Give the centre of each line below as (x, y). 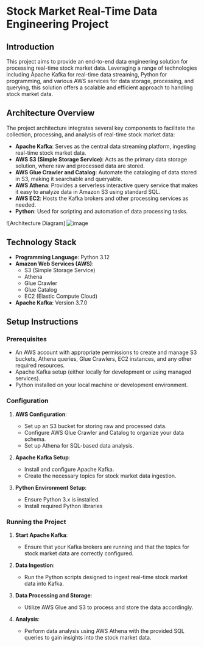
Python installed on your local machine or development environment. (101, 385)
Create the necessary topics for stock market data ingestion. (100, 476)
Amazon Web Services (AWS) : (54, 264)
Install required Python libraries (63, 506)
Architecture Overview (51, 113)
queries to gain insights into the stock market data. (88, 637)
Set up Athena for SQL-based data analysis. (79, 445)
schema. (35, 439)
